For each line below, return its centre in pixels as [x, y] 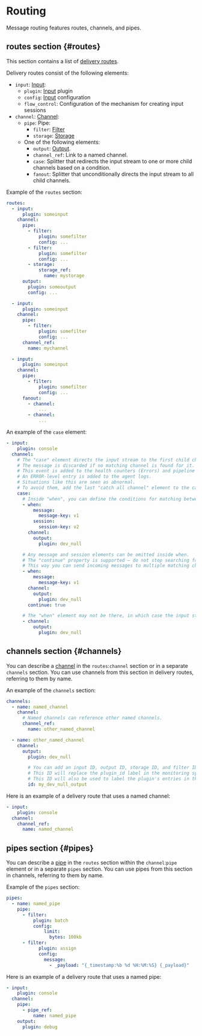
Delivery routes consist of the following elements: [68, 73]
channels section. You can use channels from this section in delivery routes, [100, 672]
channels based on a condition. [72, 167]
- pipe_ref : [37, 1010]
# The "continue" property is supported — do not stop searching [106, 560]
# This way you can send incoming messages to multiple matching [106, 566]
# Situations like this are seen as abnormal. [76, 483]
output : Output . [52, 148]
